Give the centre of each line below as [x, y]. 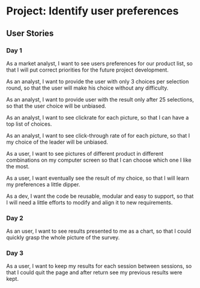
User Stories [30, 33]
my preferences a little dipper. [43, 184]
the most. [18, 166]
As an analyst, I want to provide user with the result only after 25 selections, [100, 99]
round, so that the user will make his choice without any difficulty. [87, 88]
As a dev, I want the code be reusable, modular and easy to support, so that [100, 196]
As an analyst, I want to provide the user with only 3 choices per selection [98, 81]
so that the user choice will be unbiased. [56, 106]
